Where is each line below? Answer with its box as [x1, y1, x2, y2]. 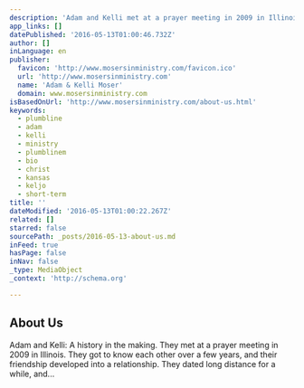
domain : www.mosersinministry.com [17, 89, 147, 98]
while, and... [9, 368, 55, 379]
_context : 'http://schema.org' [9, 274, 128, 283]
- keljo [17, 182, 47, 191]
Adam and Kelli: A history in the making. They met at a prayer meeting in [9, 339, 279, 350]
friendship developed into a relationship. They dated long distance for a [9, 358, 276, 369]
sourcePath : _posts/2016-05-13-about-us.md [9, 232, 176, 241]
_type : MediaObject [9, 266, 83, 275]
